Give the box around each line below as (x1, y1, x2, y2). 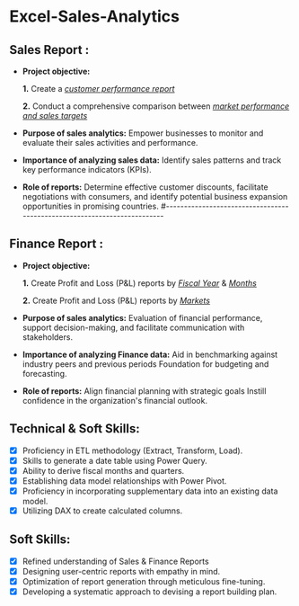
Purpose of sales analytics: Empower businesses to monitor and (22, 128, 264, 138)
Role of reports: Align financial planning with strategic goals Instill (22, 385, 267, 397)
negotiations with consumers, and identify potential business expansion (22, 192, 288, 201)
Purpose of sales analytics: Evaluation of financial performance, (22, 312, 263, 323)
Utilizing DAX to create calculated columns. (22, 505, 183, 516)
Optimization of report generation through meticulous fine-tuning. (22, 575, 266, 586)
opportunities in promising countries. (22, 201, 159, 211)
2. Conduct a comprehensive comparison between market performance (22, 101, 290, 111)
